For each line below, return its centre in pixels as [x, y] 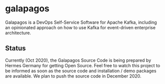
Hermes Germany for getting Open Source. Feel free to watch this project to [82, 65]
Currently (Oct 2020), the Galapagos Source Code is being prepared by [78, 60]
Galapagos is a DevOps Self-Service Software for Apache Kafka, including [81, 22]
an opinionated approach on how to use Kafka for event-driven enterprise [81, 27]
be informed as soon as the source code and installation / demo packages [81, 71]
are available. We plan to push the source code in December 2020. [73, 76]
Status [16, 48]
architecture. [18, 33]
